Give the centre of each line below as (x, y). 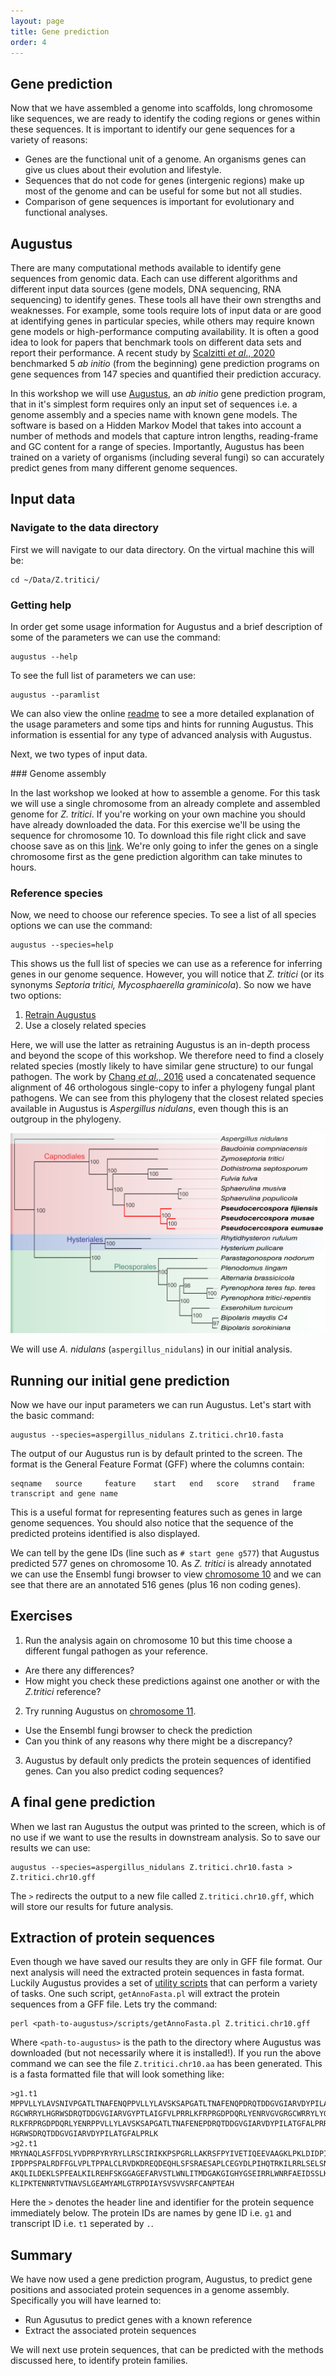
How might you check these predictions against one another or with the (172, 1681)
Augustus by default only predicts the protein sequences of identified (168, 1760)
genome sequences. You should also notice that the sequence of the (152, 1523)
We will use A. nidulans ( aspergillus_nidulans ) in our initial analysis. (151, 1349)
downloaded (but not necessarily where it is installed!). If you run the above (166, 2053)
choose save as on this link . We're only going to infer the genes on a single (164, 846)
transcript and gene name (64, 1494)
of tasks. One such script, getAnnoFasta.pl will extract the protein (145, 1994)
